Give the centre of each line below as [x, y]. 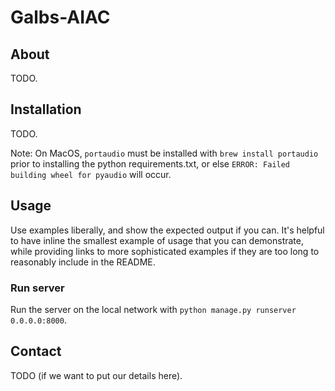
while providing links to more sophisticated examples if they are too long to [165, 251]
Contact [36, 351]
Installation [46, 109]
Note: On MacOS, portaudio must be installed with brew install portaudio [164, 153]
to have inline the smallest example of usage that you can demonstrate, [157, 240]
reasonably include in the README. [83, 262]
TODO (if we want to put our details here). [96, 375]
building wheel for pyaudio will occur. [91, 174]
